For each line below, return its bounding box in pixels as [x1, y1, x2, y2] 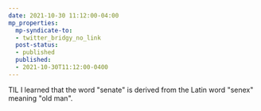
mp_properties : [8, 19, 59, 27]
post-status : [15, 41, 59, 49]
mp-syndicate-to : [15, 26, 73, 34]
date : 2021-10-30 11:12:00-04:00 [8, 11, 119, 20]
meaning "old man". [8, 93, 73, 103]
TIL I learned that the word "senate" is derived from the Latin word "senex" [8, 85, 254, 94]
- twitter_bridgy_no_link [15, 33, 102, 42]
